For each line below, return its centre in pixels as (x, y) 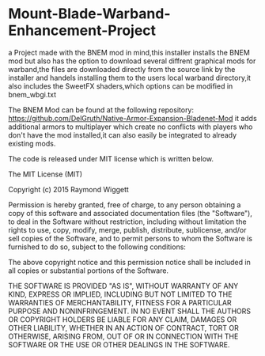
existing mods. (32, 143)
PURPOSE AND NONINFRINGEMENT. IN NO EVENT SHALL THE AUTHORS (130, 311)
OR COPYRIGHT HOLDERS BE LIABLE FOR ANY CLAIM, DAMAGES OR (123, 319)
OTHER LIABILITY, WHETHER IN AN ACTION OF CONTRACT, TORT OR (123, 328)
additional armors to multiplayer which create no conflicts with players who (131, 127)
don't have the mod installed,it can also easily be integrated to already (123, 134)
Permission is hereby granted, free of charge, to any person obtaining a (125, 205)
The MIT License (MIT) (45, 174)
